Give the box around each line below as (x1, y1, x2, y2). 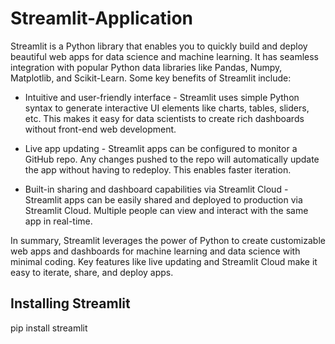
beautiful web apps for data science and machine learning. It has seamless (10, 50, 319, 62)
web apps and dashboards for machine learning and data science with (10, 245, 301, 257)
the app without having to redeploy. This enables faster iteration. (24, 163, 292, 176)
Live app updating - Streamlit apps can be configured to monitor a (24, 142, 298, 154)
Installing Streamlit (10, 295, 131, 312)
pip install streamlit (10, 322, 88, 334)
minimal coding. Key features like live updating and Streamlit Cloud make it (10, 255, 318, 267)
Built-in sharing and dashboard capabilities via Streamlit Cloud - (24, 183, 289, 195)
